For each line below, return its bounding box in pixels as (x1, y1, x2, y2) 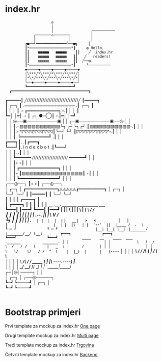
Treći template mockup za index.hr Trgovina (5, 342, 94, 348)
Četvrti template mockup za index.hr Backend (5, 351, 98, 357)
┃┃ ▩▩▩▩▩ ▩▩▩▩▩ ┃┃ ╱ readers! (25, 54, 111, 59)
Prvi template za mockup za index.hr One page (5, 323, 100, 329)
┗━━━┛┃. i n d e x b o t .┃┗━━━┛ (5, 144, 68, 150)
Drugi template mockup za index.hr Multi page (5, 333, 99, 338)
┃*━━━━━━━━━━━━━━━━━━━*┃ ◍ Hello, (25, 45, 105, 50)
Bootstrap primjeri (5, 307, 81, 318)
